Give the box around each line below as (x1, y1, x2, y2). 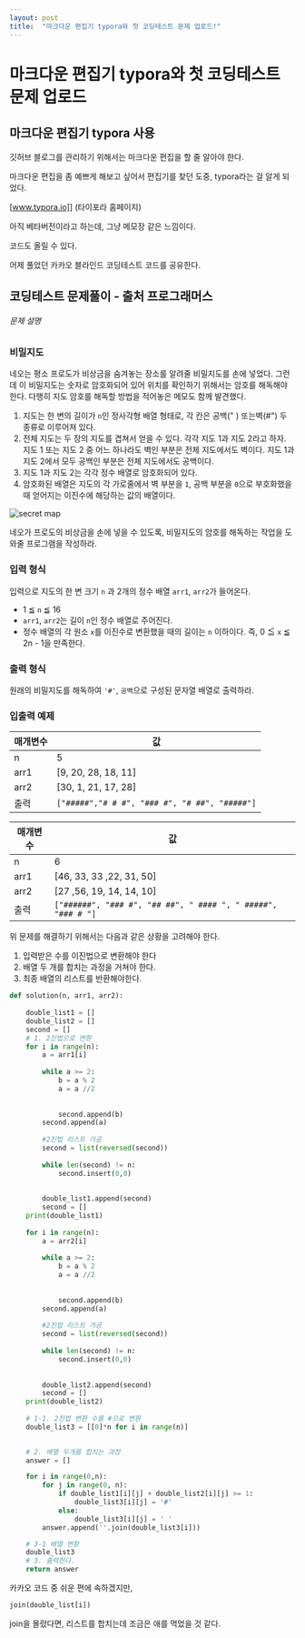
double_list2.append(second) (42, 1380, 152, 1390)
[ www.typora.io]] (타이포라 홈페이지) (9, 201, 143, 212)
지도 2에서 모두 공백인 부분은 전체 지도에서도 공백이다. (22, 456, 215, 467)
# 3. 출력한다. (25, 1556, 75, 1565)
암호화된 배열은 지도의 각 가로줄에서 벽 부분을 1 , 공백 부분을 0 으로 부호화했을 (22, 478, 292, 489)
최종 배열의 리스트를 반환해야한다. (22, 973, 143, 984)
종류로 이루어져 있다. (22, 422, 96, 433)
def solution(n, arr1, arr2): (9, 991, 124, 1000)
